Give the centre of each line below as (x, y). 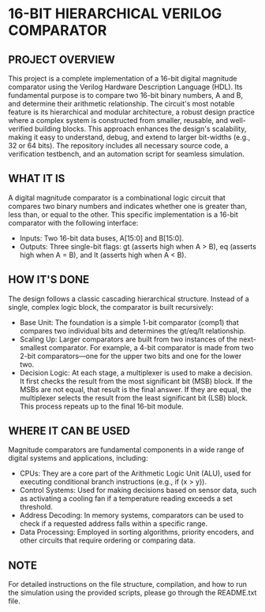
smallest (33, 347)
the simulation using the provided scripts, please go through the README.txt (132, 593)
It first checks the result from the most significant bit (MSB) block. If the (136, 381)
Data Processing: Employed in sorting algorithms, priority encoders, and (137, 532)
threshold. (36, 507)
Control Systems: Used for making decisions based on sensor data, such (138, 491)
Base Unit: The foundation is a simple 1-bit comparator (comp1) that (129, 322)
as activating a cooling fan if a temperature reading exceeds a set (126, 498)
